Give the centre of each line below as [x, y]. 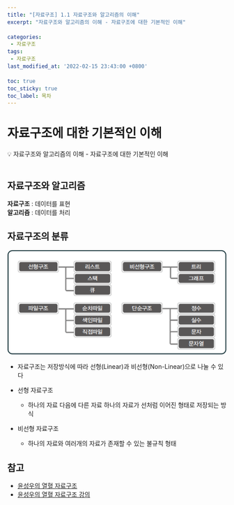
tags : [15, 52]
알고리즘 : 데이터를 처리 [39, 212]
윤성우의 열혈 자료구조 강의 [54, 494]
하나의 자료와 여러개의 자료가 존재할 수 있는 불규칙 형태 [102, 444]
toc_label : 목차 [29, 96]
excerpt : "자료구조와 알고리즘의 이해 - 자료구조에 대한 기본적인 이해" [96, 22]
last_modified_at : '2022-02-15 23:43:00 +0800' [78, 66]
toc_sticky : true [32, 88]
